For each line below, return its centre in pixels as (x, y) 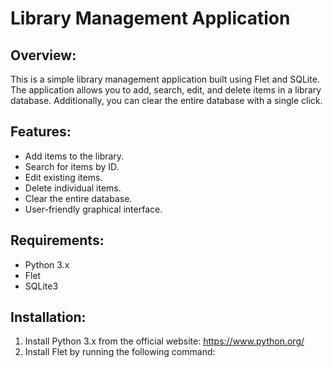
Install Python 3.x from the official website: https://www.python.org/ (164, 341)
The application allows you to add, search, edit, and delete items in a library (166, 90)
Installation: (48, 317)
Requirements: (57, 240)
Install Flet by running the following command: (120, 352)
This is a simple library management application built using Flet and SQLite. (165, 79)
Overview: (43, 55)
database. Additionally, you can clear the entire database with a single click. (166, 100)
